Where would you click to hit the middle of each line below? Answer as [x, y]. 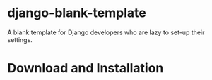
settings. [20, 39]
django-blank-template [77, 13]
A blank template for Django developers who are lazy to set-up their [106, 32]
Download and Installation [86, 68]
